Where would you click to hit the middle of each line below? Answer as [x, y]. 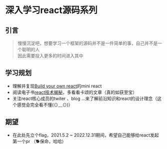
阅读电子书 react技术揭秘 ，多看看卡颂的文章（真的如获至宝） [75, 92]
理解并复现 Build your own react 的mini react [57, 86]
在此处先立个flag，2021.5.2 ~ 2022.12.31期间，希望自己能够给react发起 [85, 135]
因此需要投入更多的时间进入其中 [50, 56]
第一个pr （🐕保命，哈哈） [39, 141]
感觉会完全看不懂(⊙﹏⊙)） [45, 104]
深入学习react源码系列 [51, 10]
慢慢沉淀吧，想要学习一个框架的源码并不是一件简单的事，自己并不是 [87, 43]
